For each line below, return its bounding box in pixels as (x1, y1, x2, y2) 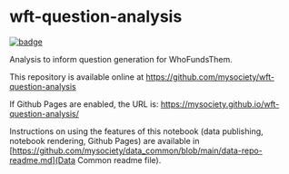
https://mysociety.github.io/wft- (160, 98, 280, 110)
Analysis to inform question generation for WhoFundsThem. (9, 53, 234, 64)
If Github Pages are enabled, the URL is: (9, 98, 159, 110)
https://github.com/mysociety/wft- (145, 71, 275, 82)
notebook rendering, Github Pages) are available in (9, 135, 200, 146)
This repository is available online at (9, 71, 144, 82)
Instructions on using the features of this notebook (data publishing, (9, 125, 264, 137)
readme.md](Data (9, 154, 75, 165)
